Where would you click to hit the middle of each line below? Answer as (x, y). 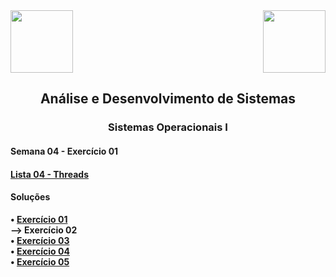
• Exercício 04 (40, 251)
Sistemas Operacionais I (168, 127)
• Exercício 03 (40, 240)
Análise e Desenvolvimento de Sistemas (168, 99)
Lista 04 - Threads (49, 174)
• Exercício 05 (40, 261)
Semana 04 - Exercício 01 (64, 151)
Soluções (30, 197)
